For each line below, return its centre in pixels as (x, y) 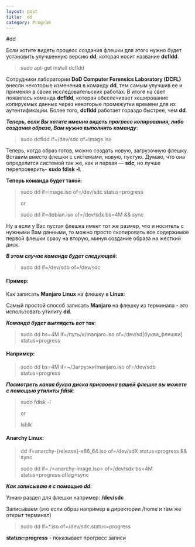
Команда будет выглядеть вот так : (51, 323)
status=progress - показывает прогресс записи (66, 538)
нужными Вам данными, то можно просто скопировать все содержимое (97, 233)
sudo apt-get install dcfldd (52, 68)
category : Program (28, 22)
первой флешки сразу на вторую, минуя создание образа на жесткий (94, 238)
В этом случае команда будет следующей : (61, 256)
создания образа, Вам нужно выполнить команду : (72, 128)
